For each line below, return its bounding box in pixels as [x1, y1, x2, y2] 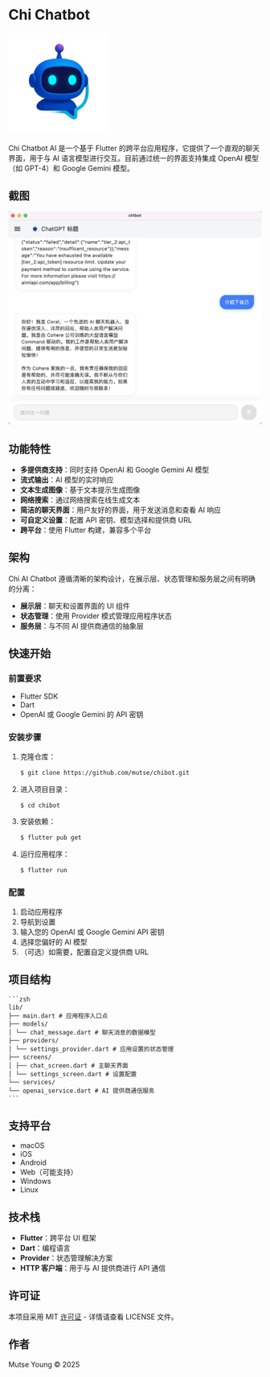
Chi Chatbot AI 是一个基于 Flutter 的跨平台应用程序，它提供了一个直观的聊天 [8, 143, 260, 153]
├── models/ [8, 1020, 48, 1028]
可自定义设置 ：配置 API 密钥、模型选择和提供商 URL [19, 514, 193, 524]
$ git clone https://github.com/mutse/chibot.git [19, 768, 190, 777]
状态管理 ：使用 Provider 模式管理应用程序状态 [19, 611, 173, 621]
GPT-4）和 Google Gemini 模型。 [23, 163, 134, 173]
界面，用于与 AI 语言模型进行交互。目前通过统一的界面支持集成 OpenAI [8, 153, 243, 162]
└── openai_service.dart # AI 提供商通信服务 [8, 1087, 155, 1095]
